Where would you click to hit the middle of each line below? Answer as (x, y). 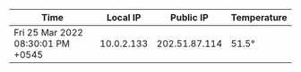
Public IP (189, 17)
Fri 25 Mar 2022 (48, 32)
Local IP (124, 17)
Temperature (259, 17)
